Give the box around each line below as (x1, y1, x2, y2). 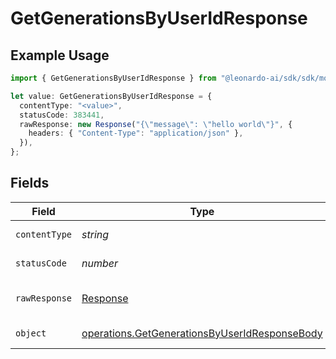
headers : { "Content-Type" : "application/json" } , (28, 128, 244, 139)
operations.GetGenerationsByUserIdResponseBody (81, 326, 323, 340)
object (15, 327, 47, 339)
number (81, 256, 119, 270)
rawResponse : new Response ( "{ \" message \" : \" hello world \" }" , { (19, 119, 293, 129)
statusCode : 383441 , (19, 110, 105, 120)
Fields (10, 175, 50, 192)
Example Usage (10, 47, 110, 64)
